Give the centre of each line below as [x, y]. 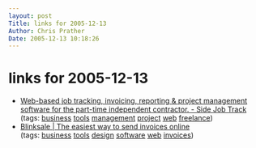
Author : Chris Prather [47, 31]
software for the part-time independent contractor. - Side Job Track [133, 109]
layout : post [30, 16]
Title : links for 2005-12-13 [58, 23]
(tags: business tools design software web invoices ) [107, 135]
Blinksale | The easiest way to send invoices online [105, 127]
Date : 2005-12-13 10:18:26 [54, 38]
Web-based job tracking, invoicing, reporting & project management [134, 101]
